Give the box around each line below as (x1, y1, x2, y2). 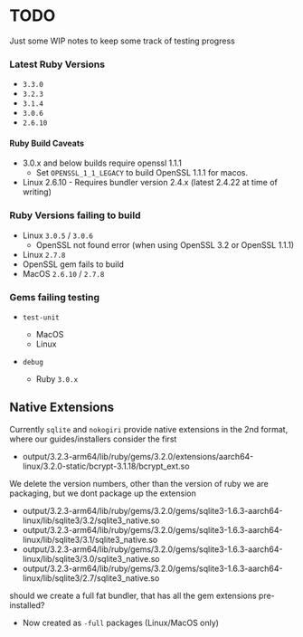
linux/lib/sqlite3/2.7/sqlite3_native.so (22, 572, 160, 584)
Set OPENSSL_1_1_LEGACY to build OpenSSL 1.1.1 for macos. (35, 167, 249, 178)
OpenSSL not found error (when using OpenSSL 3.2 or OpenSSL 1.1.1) (35, 239, 295, 250)
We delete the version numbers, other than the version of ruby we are (9, 478, 270, 489)
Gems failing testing (9, 290, 100, 303)
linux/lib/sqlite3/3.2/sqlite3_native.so (22, 515, 160, 526)
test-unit (22, 313, 61, 322)
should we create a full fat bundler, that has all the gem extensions (9, 590, 257, 601)
